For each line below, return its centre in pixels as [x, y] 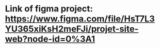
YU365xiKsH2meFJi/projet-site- [72, 29]
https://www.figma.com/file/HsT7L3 [80, 19]
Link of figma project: [49, 9]
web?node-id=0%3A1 [50, 39]
